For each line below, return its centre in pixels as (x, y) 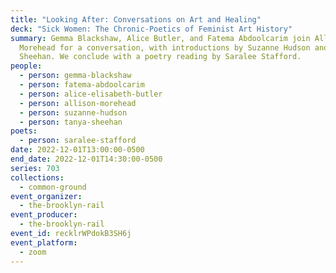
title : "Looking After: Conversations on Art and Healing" (136, 19)
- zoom (33, 252)
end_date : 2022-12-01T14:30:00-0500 (86, 159)
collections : (37, 177)
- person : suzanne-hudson (73, 112)
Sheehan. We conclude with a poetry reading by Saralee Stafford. (160, 57)
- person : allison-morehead (78, 103)
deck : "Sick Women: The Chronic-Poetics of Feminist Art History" (151, 29)
